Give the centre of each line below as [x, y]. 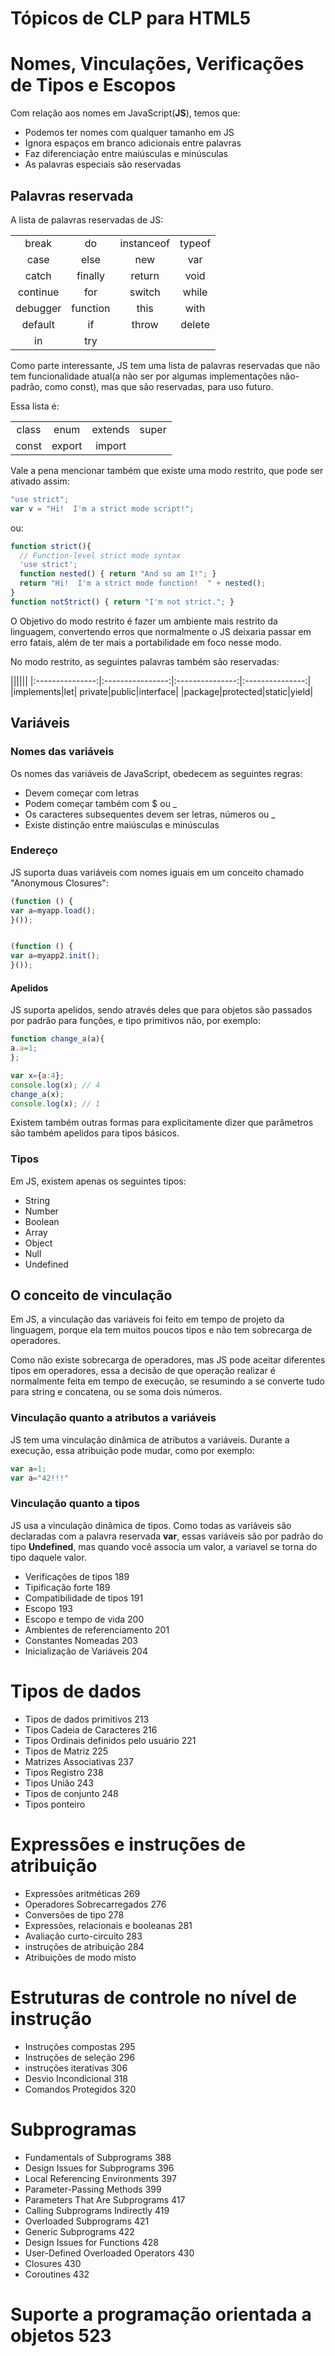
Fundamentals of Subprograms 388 [98, 2157]
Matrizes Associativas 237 [79, 1761]
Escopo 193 [48, 1608]
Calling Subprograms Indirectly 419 [97, 2210]
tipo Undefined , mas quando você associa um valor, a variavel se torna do [164, 1546]
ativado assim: [40, 481]
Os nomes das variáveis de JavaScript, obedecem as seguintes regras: [156, 773]
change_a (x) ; [37, 1094]
